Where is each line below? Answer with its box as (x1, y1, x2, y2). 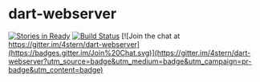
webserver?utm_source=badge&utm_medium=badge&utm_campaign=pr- (8, 57, 252, 66)
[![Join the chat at (121, 31, 181, 41)
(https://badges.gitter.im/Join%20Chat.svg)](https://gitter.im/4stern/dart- (8, 48, 251, 57)
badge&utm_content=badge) (8, 64, 104, 74)
